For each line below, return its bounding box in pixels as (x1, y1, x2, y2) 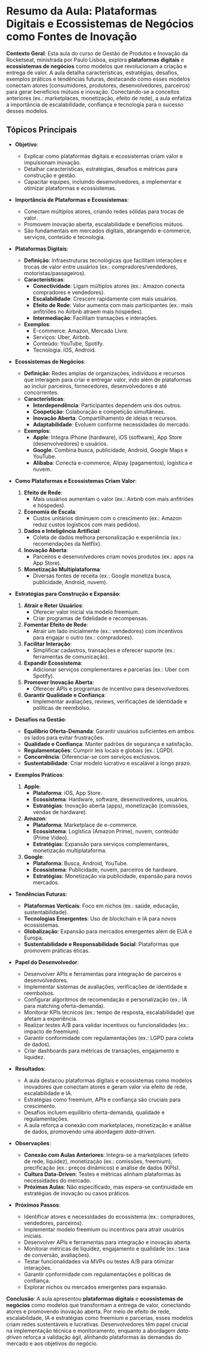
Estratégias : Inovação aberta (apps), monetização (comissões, (32, 802, 189, 809)
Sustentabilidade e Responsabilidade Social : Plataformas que (23, 941, 179, 948)
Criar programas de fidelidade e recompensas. (32, 614, 149, 621)
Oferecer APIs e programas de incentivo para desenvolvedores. (32, 685, 191, 692)
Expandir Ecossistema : (23, 659, 83, 667)
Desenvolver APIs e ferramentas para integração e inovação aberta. (23, 1239, 192, 1246)
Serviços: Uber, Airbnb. (32, 333, 91, 341)
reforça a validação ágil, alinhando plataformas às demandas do (23, 1333, 182, 1340)
